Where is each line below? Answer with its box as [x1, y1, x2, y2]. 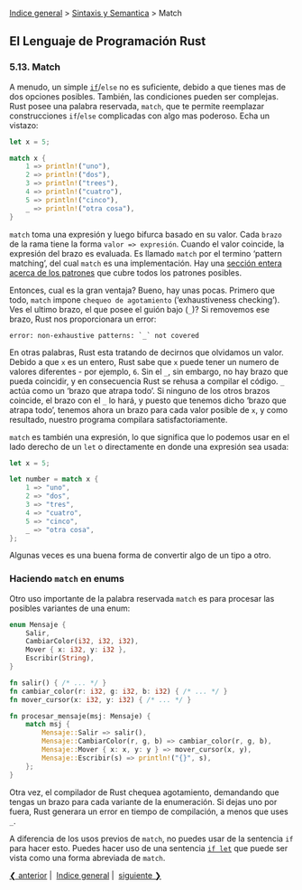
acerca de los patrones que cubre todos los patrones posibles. [9, 267, 242, 278]
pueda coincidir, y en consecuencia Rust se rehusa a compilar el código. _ [9, 375, 285, 387]
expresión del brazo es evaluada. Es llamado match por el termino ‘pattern [9, 248, 282, 258]
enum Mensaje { [9, 620, 67, 629]
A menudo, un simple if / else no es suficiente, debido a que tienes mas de [9, 81, 287, 92]
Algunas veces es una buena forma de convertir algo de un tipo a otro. [9, 550, 272, 561]
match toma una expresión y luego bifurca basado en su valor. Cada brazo [9, 229, 282, 239]
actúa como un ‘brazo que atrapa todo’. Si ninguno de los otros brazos [9, 385, 270, 396]
